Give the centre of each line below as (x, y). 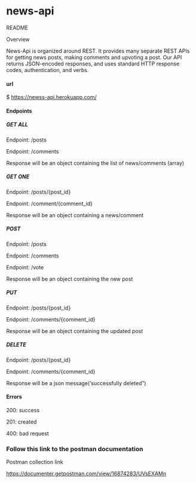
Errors (14, 397)
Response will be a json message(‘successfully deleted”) (76, 383)
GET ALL (17, 125)
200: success (23, 410)
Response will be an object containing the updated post (75, 331)
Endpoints (19, 111)
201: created (22, 422)
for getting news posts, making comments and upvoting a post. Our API (94, 57)
